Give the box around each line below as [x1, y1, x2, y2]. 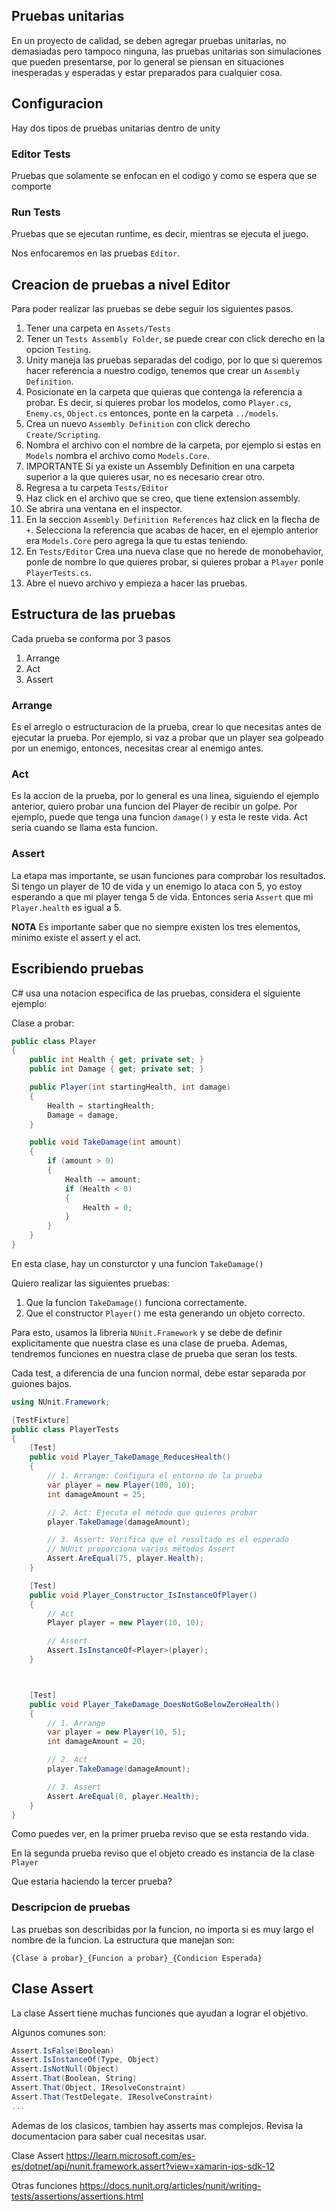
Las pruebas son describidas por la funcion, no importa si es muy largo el [11, 1923, 314, 1935]
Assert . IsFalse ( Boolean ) [11, 2045, 115, 2056]
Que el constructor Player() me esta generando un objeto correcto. [25, 1307, 306, 1319]
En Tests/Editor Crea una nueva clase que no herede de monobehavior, [25, 545, 324, 558]
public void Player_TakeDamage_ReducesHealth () [29, 1452, 231, 1463]
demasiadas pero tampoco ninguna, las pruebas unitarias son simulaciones [11, 45, 322, 57]
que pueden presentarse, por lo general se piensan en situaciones [11, 55, 285, 68]
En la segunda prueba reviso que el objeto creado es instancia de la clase [11, 1847, 315, 1859]
